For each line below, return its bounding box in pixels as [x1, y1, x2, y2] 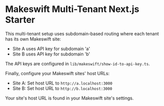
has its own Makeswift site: [5, 36, 61, 42]
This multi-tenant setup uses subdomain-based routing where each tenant [5, 30, 159, 36]
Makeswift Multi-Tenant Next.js [5, 3, 139, 15]
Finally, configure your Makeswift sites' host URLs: [5, 70, 110, 76]
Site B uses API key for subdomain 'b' [12, 51, 90, 57]
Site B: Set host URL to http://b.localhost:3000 [12, 85, 112, 91]
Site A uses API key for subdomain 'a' [12, 45, 90, 51]
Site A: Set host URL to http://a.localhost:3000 [12, 80, 113, 86]
